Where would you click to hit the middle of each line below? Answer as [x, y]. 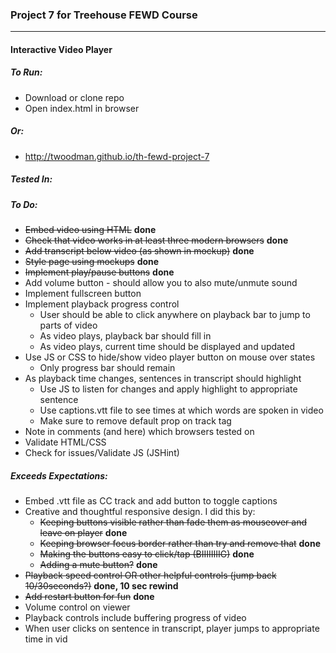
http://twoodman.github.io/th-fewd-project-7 [117, 156]
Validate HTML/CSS [65, 442]
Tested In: [31, 179]
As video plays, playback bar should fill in [125, 336]
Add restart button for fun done [89, 597]
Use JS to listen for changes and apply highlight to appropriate [168, 389]
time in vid [46, 639]
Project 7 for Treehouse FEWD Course [104, 15]
